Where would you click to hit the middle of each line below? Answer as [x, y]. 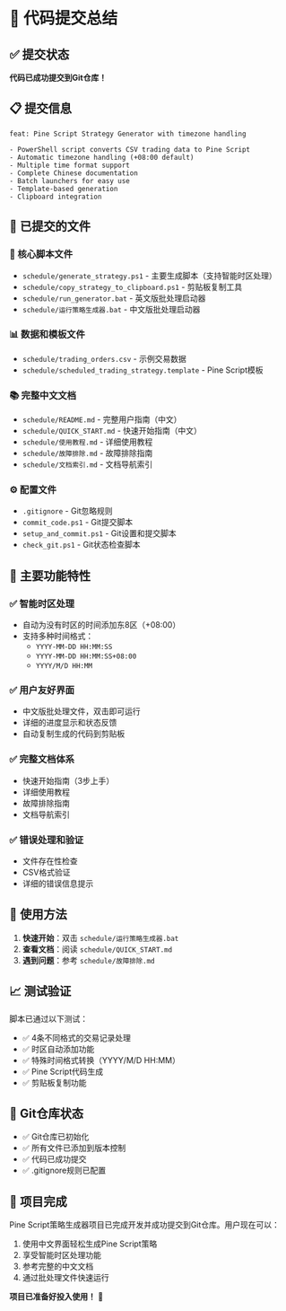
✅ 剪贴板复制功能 [54, 1082]
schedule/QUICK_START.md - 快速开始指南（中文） [112, 431]
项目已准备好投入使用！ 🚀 [56, 1297]
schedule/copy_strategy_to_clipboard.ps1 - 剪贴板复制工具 [132, 286]
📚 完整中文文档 [43, 395]
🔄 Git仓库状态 [46, 1113]
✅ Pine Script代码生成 [63, 1071]
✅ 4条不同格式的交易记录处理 [77, 1037]
